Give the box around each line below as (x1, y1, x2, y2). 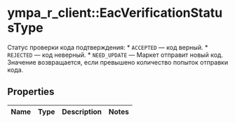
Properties (7, 86, 55, 98)
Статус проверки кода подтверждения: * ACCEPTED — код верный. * (7, 43, 208, 51)
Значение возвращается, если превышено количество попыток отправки (7, 58, 229, 66)
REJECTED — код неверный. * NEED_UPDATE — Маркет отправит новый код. (7, 51, 223, 59)
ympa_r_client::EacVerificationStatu (7, 5, 223, 21)
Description (62, 107, 102, 117)
